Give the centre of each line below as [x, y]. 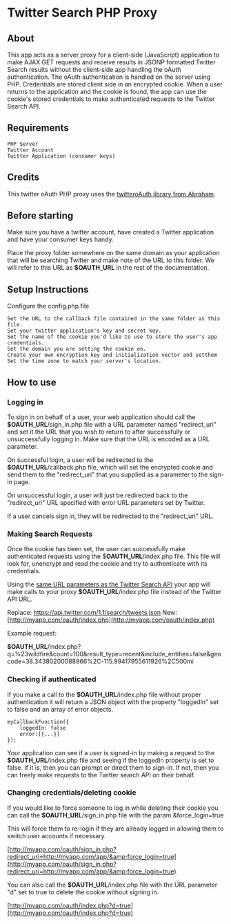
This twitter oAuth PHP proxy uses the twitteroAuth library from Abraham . [111, 194]
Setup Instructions [48, 289]
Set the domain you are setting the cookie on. [77, 349]
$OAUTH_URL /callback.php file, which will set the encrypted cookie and [110, 467]
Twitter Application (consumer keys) [61, 156]
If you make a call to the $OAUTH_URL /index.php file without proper [104, 694]
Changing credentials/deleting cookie [72, 793]
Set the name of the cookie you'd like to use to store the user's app [112, 337]
